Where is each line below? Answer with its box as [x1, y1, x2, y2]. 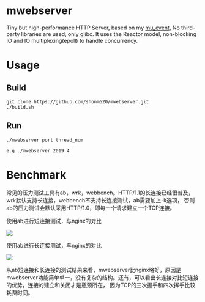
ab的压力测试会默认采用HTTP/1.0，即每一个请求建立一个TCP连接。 [6, 204, 176, 212]
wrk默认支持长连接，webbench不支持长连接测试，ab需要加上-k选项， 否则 [6, 196, 195, 204]
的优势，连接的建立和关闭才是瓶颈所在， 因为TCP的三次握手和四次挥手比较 [6, 281, 196, 289]
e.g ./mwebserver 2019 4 [6, 147, 70, 153]
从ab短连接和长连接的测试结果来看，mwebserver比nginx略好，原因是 [6, 266, 182, 273]
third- [181, 24, 196, 31]
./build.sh [6, 104, 34, 110]
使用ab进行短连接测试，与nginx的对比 [6, 217, 102, 224]
